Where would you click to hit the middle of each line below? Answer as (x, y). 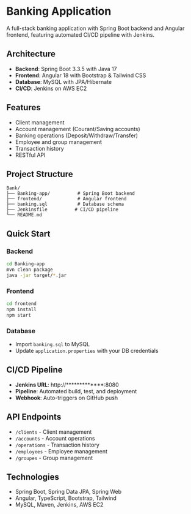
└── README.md (24, 215)
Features (23, 108)
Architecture (31, 54)
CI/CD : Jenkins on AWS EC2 (51, 88)
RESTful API (30, 155)
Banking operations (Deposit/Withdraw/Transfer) (77, 135)
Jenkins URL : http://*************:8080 (67, 385)
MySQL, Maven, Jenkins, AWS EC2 (59, 505)
